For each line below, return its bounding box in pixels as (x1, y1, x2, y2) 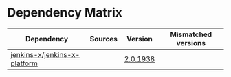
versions (176, 38, 206, 47)
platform (10, 58, 38, 68)
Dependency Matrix (7, 5, 122, 21)
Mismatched (170, 30, 212, 39)
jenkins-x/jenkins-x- (10, 49, 80, 59)
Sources (89, 34, 118, 43)
